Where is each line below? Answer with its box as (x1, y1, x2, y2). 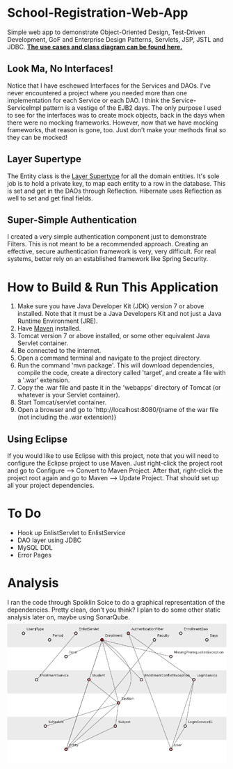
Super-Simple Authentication (7, 214, 137, 225)
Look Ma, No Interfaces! (7, 63, 113, 74)
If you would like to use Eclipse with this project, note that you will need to (7, 452, 219, 460)
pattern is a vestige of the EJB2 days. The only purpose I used (42, 103, 221, 112)
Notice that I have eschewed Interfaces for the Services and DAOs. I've (7, 81, 211, 90)
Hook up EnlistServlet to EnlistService (17, 529, 126, 537)
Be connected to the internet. (17, 347, 102, 355)
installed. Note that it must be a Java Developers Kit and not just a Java (17, 310, 222, 318)
